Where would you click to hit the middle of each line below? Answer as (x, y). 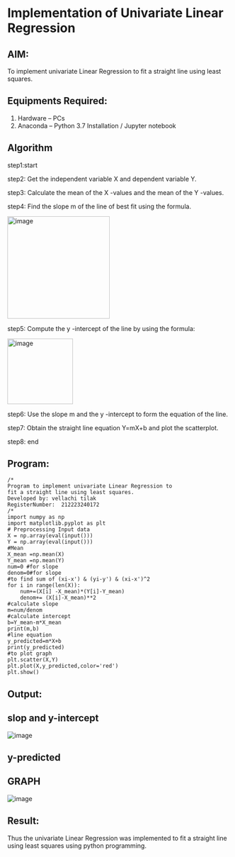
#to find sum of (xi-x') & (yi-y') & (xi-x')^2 (79, 579)
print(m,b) (23, 629)
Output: (25, 694)
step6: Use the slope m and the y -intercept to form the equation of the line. (118, 414)
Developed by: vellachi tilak (52, 499)
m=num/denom (25, 610)
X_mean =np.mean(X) (36, 554)
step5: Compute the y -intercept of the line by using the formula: (101, 328)
